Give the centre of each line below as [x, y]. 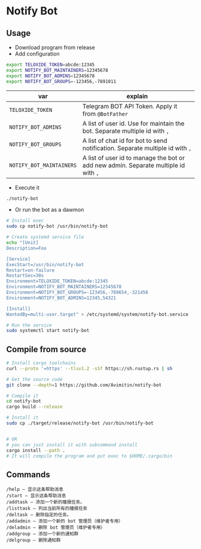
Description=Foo [26, 248]
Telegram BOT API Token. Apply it [130, 106]
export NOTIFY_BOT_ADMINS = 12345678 [51, 76]
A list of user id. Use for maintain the [134, 123]
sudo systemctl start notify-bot [48, 331]
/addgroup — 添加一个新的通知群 [42, 534]
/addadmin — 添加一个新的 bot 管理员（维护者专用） [65, 521]
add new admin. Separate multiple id [134, 165]
